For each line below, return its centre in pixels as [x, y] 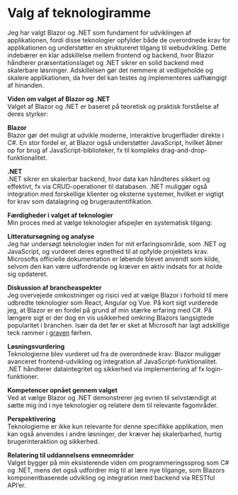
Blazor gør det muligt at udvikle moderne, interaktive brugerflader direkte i [116, 135]
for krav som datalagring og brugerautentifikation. [80, 201]
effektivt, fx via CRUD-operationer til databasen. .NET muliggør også [107, 186]
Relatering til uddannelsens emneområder [71, 455]
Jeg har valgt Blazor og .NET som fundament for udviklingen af [100, 33]
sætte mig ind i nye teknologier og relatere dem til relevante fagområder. [113, 405]
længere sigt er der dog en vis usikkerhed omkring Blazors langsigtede [111, 318]
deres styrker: [28, 114]
